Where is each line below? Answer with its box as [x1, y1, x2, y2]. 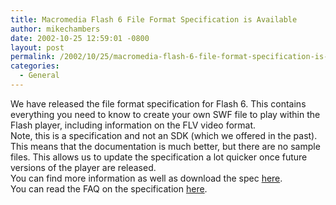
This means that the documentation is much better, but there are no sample [10, 140, 321, 152]
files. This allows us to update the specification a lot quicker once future [10, 151, 308, 163]
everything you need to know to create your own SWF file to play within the [10, 108, 321, 120]
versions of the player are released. [10, 161, 157, 173]
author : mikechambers [10, 24, 101, 34]
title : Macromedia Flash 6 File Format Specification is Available [10, 14, 298, 25]
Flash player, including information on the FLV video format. [10, 119, 257, 131]
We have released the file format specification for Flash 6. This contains [10, 97, 307, 110]
